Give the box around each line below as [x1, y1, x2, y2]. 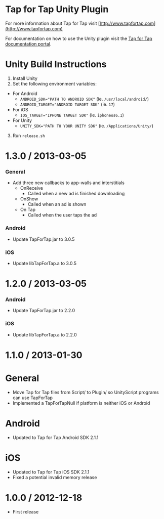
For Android [12, 90, 38, 97]
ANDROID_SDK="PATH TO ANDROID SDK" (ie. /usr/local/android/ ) [20, 96, 149, 102]
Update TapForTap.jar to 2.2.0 [12, 308, 75, 314]
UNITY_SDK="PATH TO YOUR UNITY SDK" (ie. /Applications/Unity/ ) [20, 122, 153, 128]
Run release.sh [12, 133, 45, 139]
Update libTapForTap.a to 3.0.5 [12, 260, 77, 266]
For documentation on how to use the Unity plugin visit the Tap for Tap [5, 35, 153, 41]
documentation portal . [5, 40, 52, 47]
